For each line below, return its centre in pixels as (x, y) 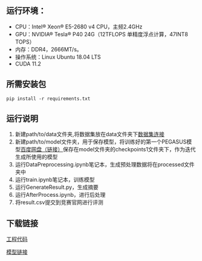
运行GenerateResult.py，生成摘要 (57, 187)
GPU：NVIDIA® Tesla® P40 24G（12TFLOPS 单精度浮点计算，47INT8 (102, 34)
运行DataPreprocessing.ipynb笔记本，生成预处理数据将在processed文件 (105, 165)
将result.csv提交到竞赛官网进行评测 (59, 202)
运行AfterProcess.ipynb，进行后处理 (60, 195)
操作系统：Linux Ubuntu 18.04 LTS (58, 57)
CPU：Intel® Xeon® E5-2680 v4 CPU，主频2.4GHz (79, 27)
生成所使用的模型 (36, 157)
